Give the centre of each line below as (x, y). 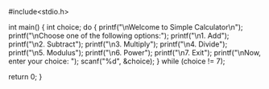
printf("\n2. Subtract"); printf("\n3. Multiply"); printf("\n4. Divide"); (118, 44)
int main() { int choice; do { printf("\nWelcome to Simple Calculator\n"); (126, 27)
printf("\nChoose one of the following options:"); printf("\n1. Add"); (119, 36)
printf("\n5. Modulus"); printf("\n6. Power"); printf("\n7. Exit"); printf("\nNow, (135, 53)
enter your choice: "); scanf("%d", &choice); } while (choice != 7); (117, 61)
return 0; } (25, 77)
